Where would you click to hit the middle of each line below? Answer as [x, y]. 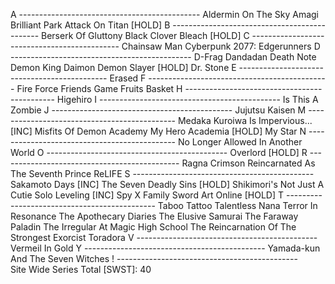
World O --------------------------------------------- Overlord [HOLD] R [159, 152]
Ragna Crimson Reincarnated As [248, 163]
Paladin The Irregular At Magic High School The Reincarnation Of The [153, 227]
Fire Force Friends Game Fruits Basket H [99, 88]
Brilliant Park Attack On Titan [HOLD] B [90, 25]
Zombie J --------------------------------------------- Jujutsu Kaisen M [158, 110]
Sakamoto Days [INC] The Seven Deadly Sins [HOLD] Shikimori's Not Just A [167, 184]
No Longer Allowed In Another [240, 142]
